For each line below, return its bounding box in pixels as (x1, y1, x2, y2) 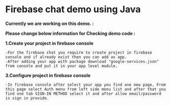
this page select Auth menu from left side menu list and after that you (5, 87, 166, 92)
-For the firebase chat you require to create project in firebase (5, 50, 153, 55)
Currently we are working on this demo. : (5, 20, 94, 26)
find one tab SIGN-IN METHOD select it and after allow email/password (5, 91, 161, 96)
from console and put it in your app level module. (5, 63, 118, 68)
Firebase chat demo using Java (5, 4, 141, 15)
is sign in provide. (5, 95, 50, 100)
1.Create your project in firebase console (5, 40, 94, 46)
